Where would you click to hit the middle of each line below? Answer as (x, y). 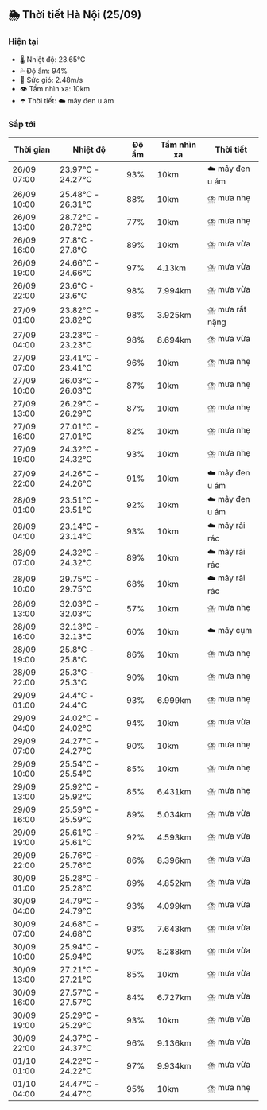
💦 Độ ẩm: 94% (44, 71)
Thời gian (32, 149)
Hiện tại (23, 41)
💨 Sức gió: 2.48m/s (51, 80)
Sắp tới (22, 124)
